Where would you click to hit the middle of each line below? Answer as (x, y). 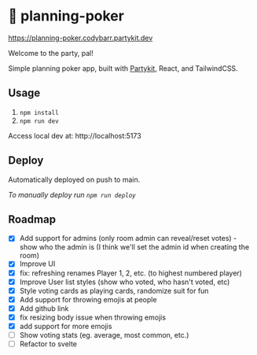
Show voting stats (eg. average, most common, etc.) (104, 335)
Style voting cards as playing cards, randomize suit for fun (114, 290)
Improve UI (37, 264)
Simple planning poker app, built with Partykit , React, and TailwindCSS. (123, 68)
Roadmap (32, 219)
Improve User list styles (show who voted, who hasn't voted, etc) (125, 282)
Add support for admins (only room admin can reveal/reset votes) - (128, 239)
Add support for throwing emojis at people (88, 299)
